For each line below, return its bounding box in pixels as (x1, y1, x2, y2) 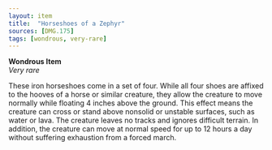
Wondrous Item (8, 57, 63, 66)
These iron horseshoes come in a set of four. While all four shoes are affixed (8, 81, 264, 91)
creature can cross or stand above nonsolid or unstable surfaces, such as (8, 107, 255, 117)
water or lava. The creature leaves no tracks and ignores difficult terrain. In (8, 115, 259, 126)
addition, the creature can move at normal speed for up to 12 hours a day (8, 124, 253, 134)
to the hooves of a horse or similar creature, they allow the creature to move (8, 90, 262, 100)
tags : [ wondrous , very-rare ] (8, 34, 107, 43)
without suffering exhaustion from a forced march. (8, 133, 177, 143)
